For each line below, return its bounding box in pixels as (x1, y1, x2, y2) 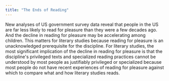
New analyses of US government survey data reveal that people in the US (5, 21, 159, 27)
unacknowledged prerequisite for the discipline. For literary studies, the (5, 43, 154, 49)
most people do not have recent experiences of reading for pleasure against (5, 64, 164, 70)
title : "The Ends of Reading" (5, 7, 69, 13)
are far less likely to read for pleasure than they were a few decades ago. (5, 26, 158, 33)
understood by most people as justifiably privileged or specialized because (5, 59, 162, 65)
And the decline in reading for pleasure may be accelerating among (5, 32, 146, 38)
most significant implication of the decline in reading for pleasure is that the (5, 48, 163, 54)
